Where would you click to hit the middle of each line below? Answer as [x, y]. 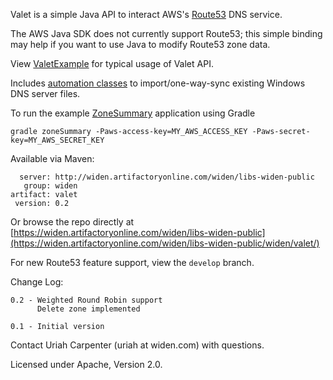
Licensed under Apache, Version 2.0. [86, 364]
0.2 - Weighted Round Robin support [86, 300]
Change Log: [37, 282]
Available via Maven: [52, 158]
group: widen [50, 186]
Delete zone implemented [88, 309]
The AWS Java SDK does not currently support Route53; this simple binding [166, 33]
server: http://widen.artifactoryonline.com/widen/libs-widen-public [167, 177]
